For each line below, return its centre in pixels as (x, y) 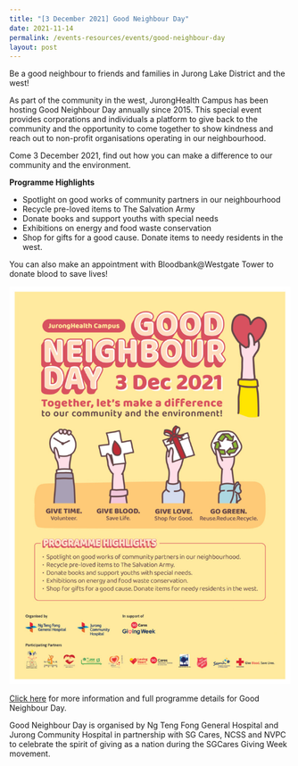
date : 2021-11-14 (41, 28)
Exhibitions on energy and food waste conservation (117, 229)
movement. (30, 754)
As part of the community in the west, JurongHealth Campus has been (139, 100)
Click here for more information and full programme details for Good (135, 699)
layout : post (33, 47)
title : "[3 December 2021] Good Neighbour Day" (99, 19)
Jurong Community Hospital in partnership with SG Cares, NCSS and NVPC (148, 735)
